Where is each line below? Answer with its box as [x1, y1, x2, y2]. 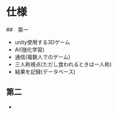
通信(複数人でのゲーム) [14, 53, 71, 60]
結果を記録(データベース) [14, 68, 76, 75]
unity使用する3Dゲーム [14, 38, 70, 45]
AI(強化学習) [14, 45, 45, 53]
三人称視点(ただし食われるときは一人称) [14, 60, 112, 68]
